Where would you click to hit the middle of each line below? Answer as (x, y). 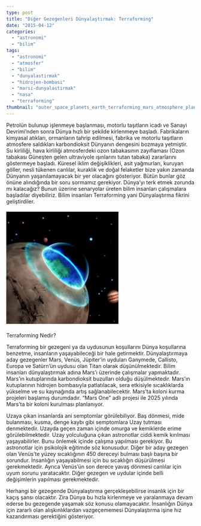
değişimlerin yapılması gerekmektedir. (53, 479)
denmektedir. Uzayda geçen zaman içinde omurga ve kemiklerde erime (94, 428)
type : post (20, 13)
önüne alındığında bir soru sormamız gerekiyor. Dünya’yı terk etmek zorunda (100, 182)
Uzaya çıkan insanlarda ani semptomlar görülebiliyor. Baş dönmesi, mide (95, 415)
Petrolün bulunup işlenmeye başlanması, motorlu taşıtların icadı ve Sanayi (97, 125)
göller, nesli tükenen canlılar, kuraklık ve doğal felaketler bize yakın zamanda (100, 169)
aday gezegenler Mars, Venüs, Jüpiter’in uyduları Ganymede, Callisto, (92, 360)
